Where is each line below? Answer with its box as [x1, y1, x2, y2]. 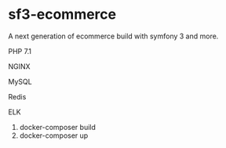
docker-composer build [19, 122, 97, 132]
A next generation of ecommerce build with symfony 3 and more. [8, 31, 219, 41]
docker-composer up [19, 131, 89, 140]
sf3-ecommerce [8, 5, 116, 23]
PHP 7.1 [8, 46, 31, 56]
